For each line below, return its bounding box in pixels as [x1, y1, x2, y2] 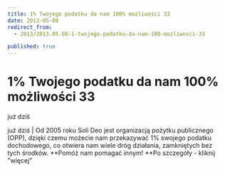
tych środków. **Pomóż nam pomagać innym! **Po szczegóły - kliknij [7, 149, 216, 157]
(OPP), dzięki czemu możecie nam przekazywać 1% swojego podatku [7, 134, 212, 142]
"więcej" [7, 156, 33, 165]
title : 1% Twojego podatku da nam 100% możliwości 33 [7, 10, 171, 18]
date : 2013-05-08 [7, 17, 59, 24]
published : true [7, 43, 56, 50]
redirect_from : [7, 23, 53, 31]
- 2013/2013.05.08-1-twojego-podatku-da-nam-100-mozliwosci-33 [14, 30, 205, 38]
